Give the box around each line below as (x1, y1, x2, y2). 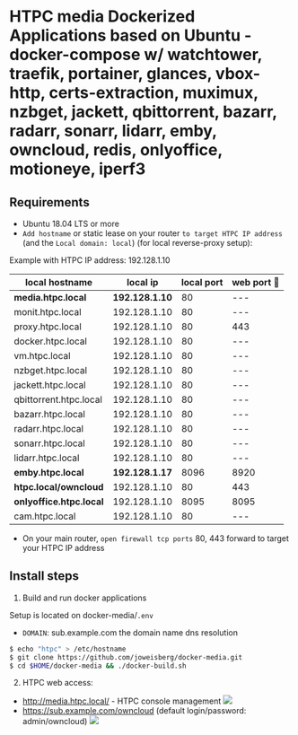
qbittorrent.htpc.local (13, 393, 103, 406)
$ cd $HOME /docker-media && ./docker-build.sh (9, 661, 187, 670)
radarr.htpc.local (13, 423, 83, 434)
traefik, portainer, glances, (9, 64, 213, 84)
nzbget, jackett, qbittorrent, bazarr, (9, 101, 277, 122)
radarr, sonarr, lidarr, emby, (9, 121, 217, 141)
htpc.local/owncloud (13, 481, 104, 493)
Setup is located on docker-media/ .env (9, 609, 154, 620)
